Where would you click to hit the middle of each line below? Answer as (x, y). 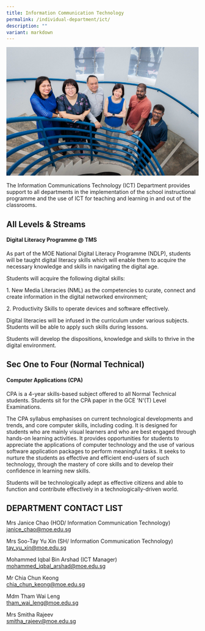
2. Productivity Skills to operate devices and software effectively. (88, 308)
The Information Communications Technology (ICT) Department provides (98, 185)
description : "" (27, 26)
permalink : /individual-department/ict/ (59, 19)
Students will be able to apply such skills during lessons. (77, 327)
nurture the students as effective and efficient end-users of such (88, 457)
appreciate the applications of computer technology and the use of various (100, 444)
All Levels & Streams (46, 224)
